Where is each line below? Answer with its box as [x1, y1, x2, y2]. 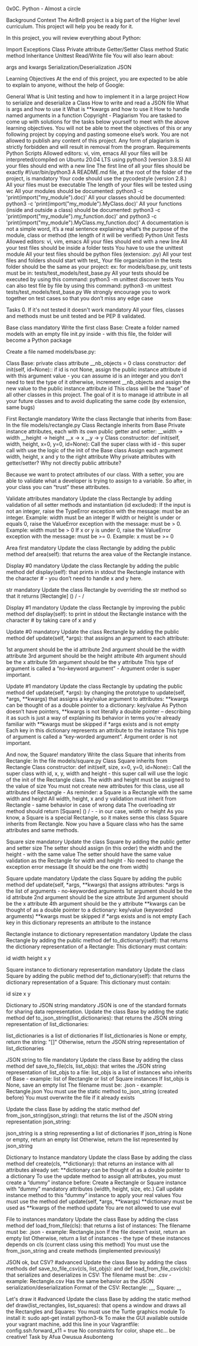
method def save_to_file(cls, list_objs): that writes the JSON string [6, 1062, 167, 1069]
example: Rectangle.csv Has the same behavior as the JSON [6, 1278, 154, 1284]
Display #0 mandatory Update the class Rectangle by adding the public [6, 562, 180, 569]
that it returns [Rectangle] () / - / [6, 593, 85, 599]
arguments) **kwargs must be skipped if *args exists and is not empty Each [6, 913, 191, 919]
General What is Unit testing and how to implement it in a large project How [6, 93, 189, 100]
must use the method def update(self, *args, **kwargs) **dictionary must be [6, 1198, 193, 1205]
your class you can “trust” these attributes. [6, 484, 111, 490]
